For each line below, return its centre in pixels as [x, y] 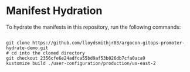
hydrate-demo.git [27, 48]
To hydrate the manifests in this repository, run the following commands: [94, 27]
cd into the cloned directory [48, 53]
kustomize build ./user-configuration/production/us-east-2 [81, 63]
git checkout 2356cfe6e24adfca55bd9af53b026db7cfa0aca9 [76, 58]
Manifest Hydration [54, 11]
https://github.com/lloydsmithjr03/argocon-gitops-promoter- [108, 43]
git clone [18, 43]
